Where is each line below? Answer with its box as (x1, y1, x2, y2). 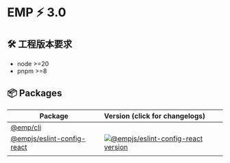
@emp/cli (10, 123, 42, 132)
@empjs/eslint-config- (10, 134, 86, 143)
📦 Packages (7, 87, 62, 99)
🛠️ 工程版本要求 (7, 38, 73, 50)
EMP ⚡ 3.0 (7, 5, 66, 20)
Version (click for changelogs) (103, 111, 205, 121)
